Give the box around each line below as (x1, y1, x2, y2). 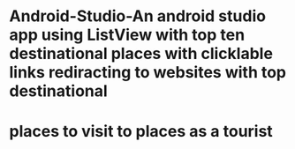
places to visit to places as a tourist (9, 122, 274, 142)
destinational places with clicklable (9, 44, 274, 63)
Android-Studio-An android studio (9, 6, 267, 26)
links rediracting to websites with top (9, 63, 287, 83)
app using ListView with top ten (9, 25, 246, 45)
